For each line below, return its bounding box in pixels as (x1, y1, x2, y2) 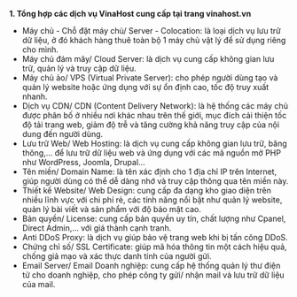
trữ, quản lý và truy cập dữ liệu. (21, 63, 137, 73)
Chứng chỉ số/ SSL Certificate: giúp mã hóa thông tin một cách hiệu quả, (21, 241, 287, 252)
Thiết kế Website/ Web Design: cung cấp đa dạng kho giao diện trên (21, 186, 272, 195)
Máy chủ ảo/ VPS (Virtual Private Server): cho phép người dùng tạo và (21, 72, 278, 83)
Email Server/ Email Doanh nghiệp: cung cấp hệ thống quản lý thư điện (21, 261, 281, 270)
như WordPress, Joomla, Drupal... (21, 157, 145, 167)
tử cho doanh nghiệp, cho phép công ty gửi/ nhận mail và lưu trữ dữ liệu (21, 270, 285, 280)
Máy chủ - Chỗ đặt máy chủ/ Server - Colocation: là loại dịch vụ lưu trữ (21, 26, 281, 35)
